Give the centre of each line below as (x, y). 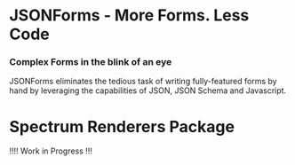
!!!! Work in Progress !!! (51, 151)
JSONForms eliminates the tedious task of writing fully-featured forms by (143, 82)
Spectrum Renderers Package (122, 126)
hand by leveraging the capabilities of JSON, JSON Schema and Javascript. (148, 90)
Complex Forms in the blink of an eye (91, 62)
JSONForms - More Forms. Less (129, 16)
